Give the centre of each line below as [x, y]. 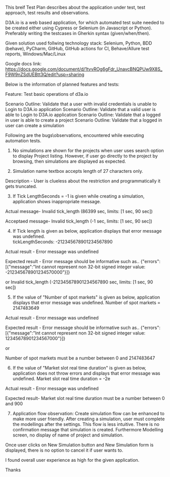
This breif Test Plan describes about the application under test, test [75, 7]
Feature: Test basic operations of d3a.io [47, 94]
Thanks [13, 470]
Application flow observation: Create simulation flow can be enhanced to [88, 413]
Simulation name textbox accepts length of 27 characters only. [78, 171]
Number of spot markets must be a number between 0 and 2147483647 [80, 358]
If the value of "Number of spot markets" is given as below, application [86, 297]
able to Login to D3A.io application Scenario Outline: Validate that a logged [83, 115]
